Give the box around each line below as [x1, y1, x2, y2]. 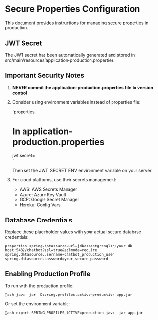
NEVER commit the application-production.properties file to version [12, 84, 153, 90]
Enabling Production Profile [5, 270, 90, 278]
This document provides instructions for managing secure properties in [5, 20, 149, 25]
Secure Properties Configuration [5, 3, 140, 15]
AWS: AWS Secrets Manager [19, 186, 77, 192]
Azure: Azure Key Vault [19, 191, 67, 197]
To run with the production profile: [5, 283, 74, 289]
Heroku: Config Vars [19, 202, 61, 208]
